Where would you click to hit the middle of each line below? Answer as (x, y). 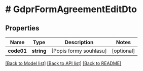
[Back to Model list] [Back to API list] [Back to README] (63, 63)
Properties (22, 28)
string (39, 51)
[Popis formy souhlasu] (79, 51)
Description (79, 42)
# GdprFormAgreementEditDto (71, 9)
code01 (17, 51)
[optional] (123, 51)
